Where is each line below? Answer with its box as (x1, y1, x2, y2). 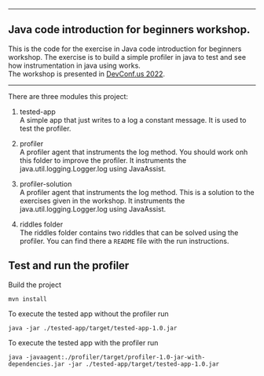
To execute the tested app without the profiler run (8, 308, 169, 319)
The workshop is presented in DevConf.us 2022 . (8, 68, 166, 79)
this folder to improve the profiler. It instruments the (19, 155, 187, 165)
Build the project (8, 280, 61, 289)
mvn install (8, 295, 47, 303)
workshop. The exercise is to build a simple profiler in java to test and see (8, 52, 246, 61)
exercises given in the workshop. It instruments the (19, 196, 185, 205)
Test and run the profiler (8, 259, 130, 272)
